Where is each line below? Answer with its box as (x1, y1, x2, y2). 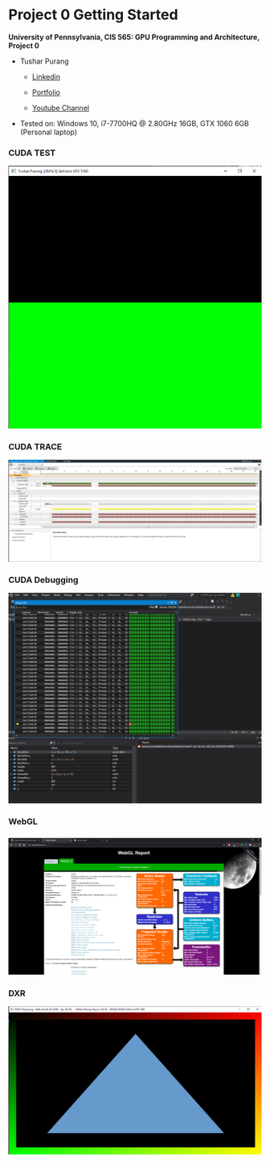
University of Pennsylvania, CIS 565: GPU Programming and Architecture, (8, 32, 260, 42)
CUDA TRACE (8, 441, 63, 453)
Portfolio (31, 87, 60, 97)
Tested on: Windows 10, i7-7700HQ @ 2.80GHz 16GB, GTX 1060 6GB (19, 118, 249, 128)
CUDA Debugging (8, 575, 79, 586)
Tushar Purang (19, 56, 70, 66)
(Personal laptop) (19, 127, 78, 137)
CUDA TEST (8, 147, 56, 158)
